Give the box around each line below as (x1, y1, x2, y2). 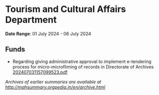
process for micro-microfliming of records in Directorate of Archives (12, 63, 154, 69)
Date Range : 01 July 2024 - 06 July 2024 (5, 30, 92, 36)
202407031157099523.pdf (12, 69, 68, 75)
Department (5, 14, 57, 25)
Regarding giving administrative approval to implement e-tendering (12, 58, 152, 64)
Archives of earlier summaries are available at (5, 78, 102, 84)
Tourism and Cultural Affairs (5, 3, 126, 15)
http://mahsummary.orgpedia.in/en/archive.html (5, 84, 106, 90)
